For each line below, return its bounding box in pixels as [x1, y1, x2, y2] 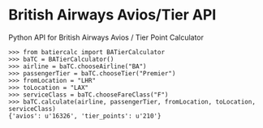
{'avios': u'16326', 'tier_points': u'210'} [8, 112, 162, 120]
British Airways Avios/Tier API [8, 6, 217, 24]
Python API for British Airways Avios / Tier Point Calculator [8, 32, 205, 42]
